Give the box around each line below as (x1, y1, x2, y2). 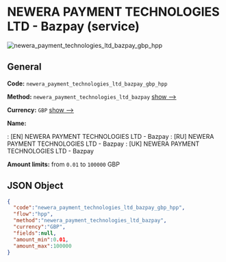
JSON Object (7, 180, 64, 192)
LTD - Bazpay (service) (7, 18, 140, 34)
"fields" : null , (13, 230, 57, 237)
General (7, 61, 42, 73)
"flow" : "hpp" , (13, 211, 53, 218)
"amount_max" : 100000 (13, 242, 72, 250)
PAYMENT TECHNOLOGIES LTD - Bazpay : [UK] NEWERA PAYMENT (7, 140, 200, 148)
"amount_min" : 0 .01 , (13, 236, 69, 243)
